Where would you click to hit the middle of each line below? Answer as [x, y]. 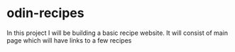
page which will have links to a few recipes [69, 40]
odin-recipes [45, 13]
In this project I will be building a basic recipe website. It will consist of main [117, 33]
